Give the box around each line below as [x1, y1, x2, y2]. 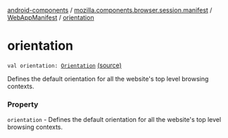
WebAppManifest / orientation [7, 13, 94, 22]
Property [7, 99, 39, 109]
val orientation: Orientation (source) [7, 61, 122, 69]
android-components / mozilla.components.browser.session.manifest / [7, 6, 213, 14]
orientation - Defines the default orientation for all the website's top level [7, 116, 222, 124]
